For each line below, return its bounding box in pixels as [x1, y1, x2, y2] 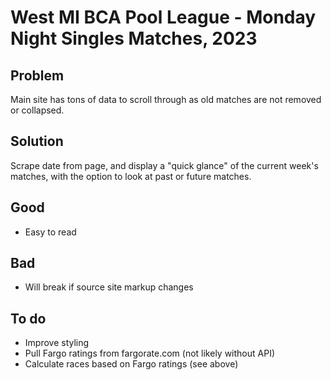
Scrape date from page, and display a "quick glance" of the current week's [10, 159, 319, 171]
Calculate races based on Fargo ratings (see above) [24, 358, 239, 370]
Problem [10, 67, 65, 84]
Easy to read [24, 226, 77, 238]
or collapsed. [10, 104, 65, 116]
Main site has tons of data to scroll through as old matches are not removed [10, 94, 322, 105]
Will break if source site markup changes [24, 281, 194, 293]
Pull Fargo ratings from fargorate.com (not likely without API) [24, 347, 276, 360]
